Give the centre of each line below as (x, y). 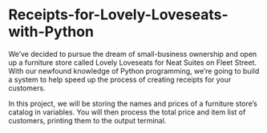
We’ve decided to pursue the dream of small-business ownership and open (133, 54)
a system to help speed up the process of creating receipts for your (120, 79)
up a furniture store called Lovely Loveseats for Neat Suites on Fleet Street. (133, 62)
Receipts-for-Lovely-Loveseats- (118, 15)
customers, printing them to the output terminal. (87, 120)
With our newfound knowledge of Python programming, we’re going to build (134, 71)
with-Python (51, 32)
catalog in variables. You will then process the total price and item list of (127, 112)
